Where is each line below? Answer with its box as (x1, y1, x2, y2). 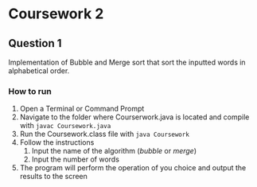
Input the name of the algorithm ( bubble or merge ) (31, 146, 197, 156)
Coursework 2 (8, 5, 104, 23)
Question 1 (8, 37, 62, 50)
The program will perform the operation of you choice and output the (19, 163, 247, 173)
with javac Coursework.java (19, 121, 111, 131)
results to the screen (19, 172, 88, 181)
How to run (8, 85, 52, 96)
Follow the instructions (19, 138, 95, 147)
